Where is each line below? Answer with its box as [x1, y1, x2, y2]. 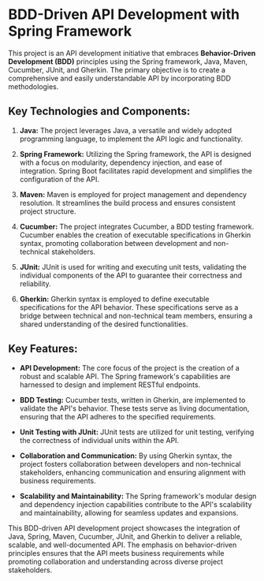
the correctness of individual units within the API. [19, 435, 180, 445]
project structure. [19, 207, 76, 216]
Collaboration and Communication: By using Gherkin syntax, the [19, 451, 232, 460]
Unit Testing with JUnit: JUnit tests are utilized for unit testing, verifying [19, 427, 255, 437]
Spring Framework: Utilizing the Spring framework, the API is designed [19, 149, 252, 158]
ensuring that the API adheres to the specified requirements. [19, 412, 217, 421]
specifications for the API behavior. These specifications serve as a [19, 302, 239, 312]
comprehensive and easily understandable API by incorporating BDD [8, 73, 231, 83]
